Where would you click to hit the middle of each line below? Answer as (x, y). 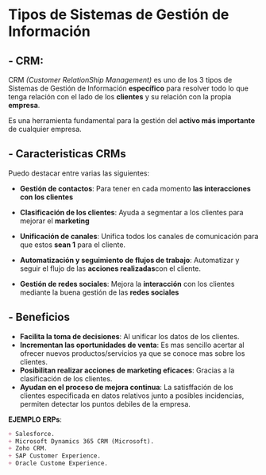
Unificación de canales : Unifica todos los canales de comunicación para (139, 236)
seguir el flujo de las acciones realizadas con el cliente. (110, 268)
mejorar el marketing (54, 221)
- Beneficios (39, 317)
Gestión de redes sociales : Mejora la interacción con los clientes (127, 284)
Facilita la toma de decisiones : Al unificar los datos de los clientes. (129, 336)
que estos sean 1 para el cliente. (72, 245)
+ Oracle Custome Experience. (58, 463)
